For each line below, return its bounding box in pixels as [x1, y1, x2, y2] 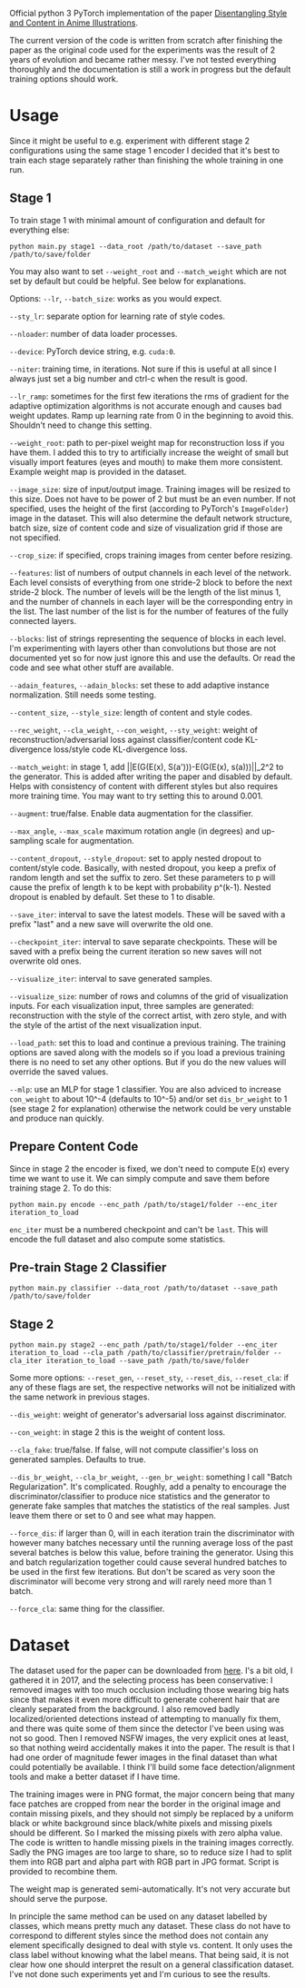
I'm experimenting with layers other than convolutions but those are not [9, 642, 277, 653]
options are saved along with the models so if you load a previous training [9, 1046, 286, 1057]
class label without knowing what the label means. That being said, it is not [9, 1950, 290, 1961]
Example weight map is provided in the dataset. [9, 466, 187, 477]
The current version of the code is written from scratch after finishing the [9, 35, 283, 45]
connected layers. [9, 615, 77, 626]
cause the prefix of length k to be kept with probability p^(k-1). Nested [9, 881, 271, 893]
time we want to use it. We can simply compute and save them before [9, 1172, 271, 1183]
